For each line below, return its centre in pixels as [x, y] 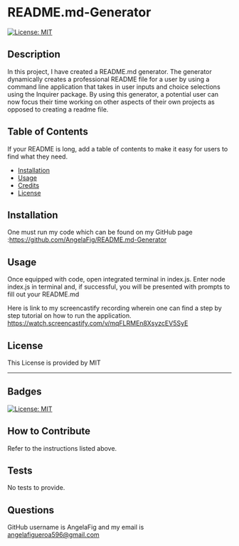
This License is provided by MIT [54, 363]
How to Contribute [49, 431]
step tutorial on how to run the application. [69, 316]
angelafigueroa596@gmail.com [53, 535]
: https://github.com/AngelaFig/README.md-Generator [87, 240]
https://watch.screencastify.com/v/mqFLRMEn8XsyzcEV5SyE [98, 323]
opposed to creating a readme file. [58, 109]
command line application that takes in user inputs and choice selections [114, 87]
